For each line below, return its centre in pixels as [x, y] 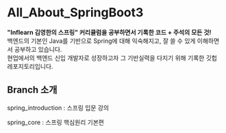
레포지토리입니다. [30, 66]
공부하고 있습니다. [38, 49]
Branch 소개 [32, 90]
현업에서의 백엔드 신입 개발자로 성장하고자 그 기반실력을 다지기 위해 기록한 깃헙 [112, 58]
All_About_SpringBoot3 [75, 13]
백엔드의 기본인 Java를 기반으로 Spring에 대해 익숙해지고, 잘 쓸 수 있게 [101, 41]
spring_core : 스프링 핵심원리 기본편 [56, 122]
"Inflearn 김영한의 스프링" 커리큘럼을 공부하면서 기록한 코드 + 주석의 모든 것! [109, 32]
